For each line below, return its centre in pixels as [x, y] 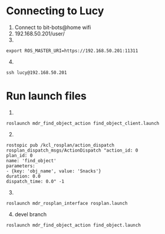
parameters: [21, 166]
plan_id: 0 [19, 155]
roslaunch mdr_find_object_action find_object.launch [74, 225]
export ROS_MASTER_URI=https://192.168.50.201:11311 [72, 51]
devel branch [31, 214]
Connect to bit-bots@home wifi [53, 27]
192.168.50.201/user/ [39, 33]
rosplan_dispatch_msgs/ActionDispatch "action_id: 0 [72, 150]
